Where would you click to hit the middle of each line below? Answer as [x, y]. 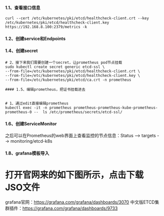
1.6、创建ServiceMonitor [31, 123]
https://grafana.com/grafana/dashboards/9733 [70, 208]
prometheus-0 [19, 112]
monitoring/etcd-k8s [32, 141]
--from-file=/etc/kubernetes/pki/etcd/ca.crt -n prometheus [68, 80]
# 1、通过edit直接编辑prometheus [37, 104]
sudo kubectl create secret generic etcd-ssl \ [55, 67]
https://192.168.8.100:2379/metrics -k [46, 27]
